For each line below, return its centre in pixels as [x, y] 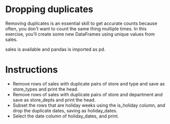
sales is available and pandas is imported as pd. [55, 49]
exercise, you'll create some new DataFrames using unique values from [80, 34]
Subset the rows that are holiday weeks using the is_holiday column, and [89, 105]
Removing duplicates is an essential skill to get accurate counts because [81, 23]
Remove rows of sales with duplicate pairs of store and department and [88, 94]
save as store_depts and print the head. [54, 100]
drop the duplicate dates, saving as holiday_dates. [65, 110]
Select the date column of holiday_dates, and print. [66, 116]
